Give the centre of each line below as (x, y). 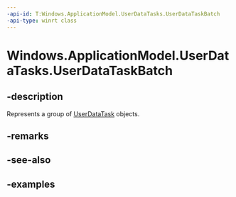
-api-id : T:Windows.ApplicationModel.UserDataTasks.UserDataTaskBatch (113, 14)
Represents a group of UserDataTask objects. (73, 113)
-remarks (28, 136)
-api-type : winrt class (42, 21)
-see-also (29, 160)
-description (35, 97)
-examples (31, 184)
